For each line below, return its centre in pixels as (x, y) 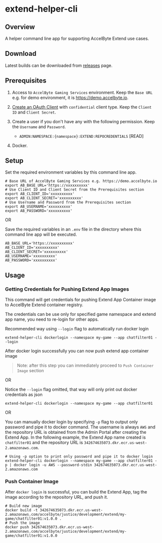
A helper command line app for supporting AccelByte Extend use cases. (77, 38)
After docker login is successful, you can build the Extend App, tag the (76, 492)
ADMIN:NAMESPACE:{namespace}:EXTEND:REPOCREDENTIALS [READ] (81, 136)
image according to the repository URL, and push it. (57, 497)
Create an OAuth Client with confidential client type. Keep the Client (82, 107)
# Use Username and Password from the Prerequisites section (68, 202)
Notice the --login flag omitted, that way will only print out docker (71, 390)
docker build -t (21, 510)
